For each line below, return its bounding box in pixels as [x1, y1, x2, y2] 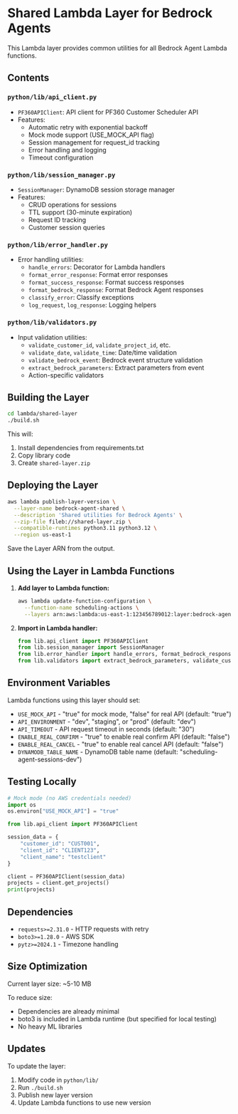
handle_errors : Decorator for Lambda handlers [28, 263, 166, 271]
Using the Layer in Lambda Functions [7, 565, 175, 577]
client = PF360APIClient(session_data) [7, 873, 126, 880]
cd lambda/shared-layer [7, 410, 78, 417]
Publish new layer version [17, 1090, 94, 1099]
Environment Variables [7, 677, 111, 689]
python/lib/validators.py [7, 318, 97, 327]
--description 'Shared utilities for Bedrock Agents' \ [13, 511, 183, 519]
